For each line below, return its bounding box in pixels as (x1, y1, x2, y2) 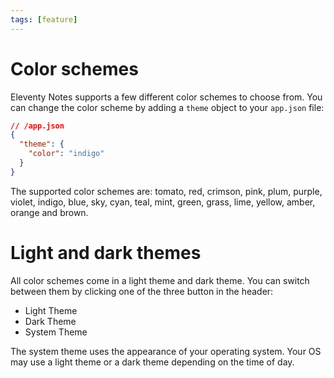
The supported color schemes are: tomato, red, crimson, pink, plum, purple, (10, 185, 323, 197)
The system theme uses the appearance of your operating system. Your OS (10, 345, 322, 357)
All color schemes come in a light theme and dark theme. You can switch (10, 274, 310, 286)
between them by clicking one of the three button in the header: (10, 285, 274, 297)
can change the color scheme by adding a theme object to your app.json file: (10, 101, 325, 113)
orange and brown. (10, 206, 89, 218)
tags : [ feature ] (10, 14, 78, 25)
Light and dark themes (10, 242, 202, 264)
